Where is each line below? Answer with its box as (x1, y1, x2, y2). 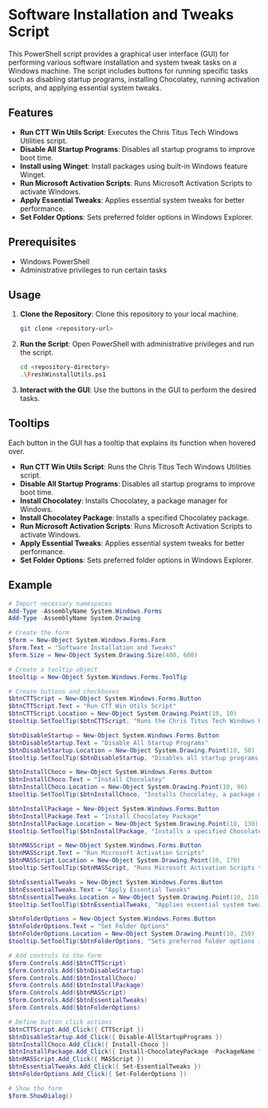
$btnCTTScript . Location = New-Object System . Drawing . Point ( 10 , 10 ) (8, 709, 238, 718)
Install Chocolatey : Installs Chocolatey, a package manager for (19, 495, 228, 505)
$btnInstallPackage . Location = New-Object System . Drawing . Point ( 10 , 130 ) (8, 820, 259, 828)
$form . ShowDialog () (8, 1092, 73, 1100)
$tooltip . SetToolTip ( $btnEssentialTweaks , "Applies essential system (8, 900, 245, 908)
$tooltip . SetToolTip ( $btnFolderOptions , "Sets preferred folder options (8, 937, 255, 945)
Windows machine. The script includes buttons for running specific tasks (8, 66, 249, 75)
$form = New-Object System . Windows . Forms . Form (8, 637, 166, 645)
